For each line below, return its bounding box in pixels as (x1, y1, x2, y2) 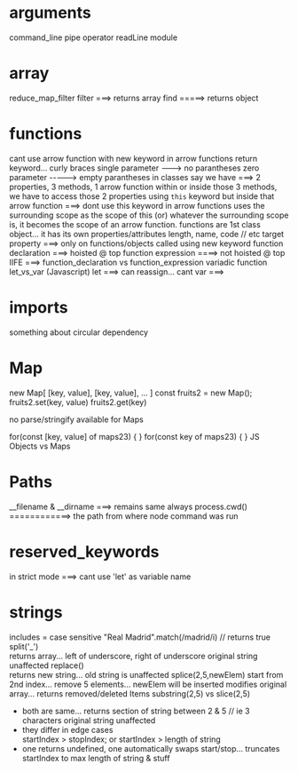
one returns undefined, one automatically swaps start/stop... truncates (21, 743, 280, 753)
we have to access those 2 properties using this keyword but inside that (9, 190, 275, 202)
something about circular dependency (9, 327, 149, 338)
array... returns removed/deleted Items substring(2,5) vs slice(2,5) (9, 688, 251, 699)
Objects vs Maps (9, 441, 71, 451)
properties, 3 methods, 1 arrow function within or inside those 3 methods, (9, 181, 278, 192)
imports (9, 298, 68, 317)
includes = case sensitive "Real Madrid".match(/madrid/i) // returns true (9, 632, 271, 642)
